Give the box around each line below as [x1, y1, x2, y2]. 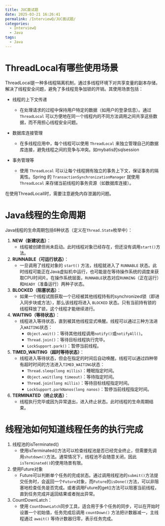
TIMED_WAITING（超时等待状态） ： [12, 349, 85, 355]
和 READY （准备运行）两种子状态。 [19, 281, 87, 287]
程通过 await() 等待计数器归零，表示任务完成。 [19, 516, 116, 522]
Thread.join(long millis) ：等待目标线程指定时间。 [27, 380, 132, 386]
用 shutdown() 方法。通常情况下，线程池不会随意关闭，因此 [19, 454, 137, 460]
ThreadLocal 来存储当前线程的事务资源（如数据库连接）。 [19, 180, 134, 186]
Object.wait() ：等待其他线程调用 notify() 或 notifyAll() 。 [27, 330, 145, 336]
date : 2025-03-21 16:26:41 [5, 12, 61, 17]
